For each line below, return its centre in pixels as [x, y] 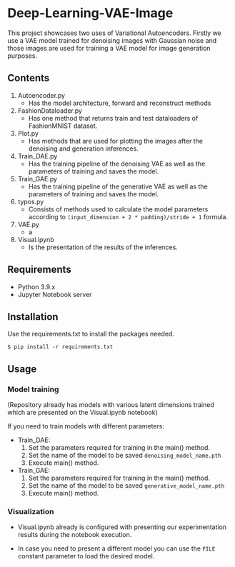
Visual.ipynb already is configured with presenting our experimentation [122, 527]
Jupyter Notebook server [55, 294]
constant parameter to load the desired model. [86, 556]
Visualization [31, 511]
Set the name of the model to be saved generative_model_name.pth [126, 486]
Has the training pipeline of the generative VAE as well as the [118, 186]
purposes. [22, 56]
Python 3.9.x [36, 286]
